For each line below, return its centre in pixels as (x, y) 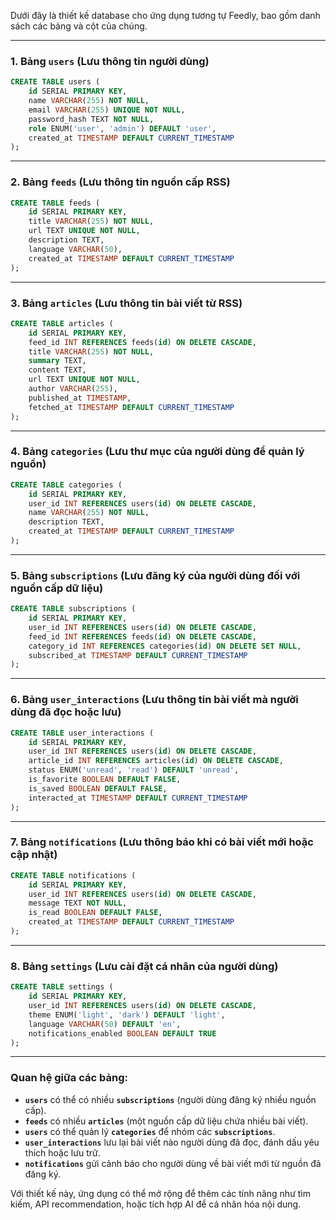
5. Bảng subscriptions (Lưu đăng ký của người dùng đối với (155, 575)
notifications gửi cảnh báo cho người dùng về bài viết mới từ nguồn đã (173, 1163)
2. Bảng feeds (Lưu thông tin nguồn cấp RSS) (120, 182)
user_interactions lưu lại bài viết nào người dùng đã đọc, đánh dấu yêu (172, 1142)
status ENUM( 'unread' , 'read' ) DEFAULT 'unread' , (134, 770)
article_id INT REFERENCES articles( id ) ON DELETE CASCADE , (156, 761)
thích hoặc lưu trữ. (62, 1152)
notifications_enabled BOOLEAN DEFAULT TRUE (122, 1033)
